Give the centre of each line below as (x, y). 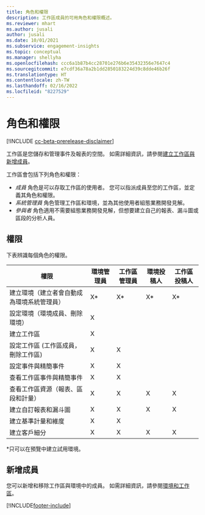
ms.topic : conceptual (34, 52)
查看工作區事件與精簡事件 (46, 377)
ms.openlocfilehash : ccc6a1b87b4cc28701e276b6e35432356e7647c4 (88, 63)
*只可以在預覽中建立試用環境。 (45, 449)
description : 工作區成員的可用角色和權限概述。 (60, 18)
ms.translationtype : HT (37, 75)
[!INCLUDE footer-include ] (39, 506)
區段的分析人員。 (37, 218)
